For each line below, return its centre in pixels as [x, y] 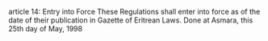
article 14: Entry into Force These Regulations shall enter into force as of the [134, 12]
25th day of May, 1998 [46, 29]
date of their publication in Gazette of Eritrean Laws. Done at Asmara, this [131, 20]
